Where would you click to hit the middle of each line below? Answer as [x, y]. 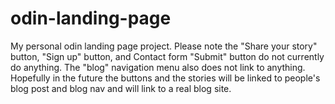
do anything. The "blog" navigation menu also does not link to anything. [158, 67]
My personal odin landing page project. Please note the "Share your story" [164, 46]
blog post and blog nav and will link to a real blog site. [121, 88]
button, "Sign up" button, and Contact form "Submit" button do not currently [167, 56]
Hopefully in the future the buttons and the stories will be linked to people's [165, 78]
